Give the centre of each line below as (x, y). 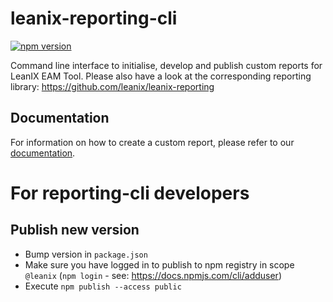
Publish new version (75, 230)
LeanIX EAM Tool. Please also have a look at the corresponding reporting (161, 76)
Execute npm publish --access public (103, 286)
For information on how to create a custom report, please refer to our (152, 142)
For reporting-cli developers (130, 193)
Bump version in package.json (86, 254)
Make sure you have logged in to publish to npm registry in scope (159, 264)
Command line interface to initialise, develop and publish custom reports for (166, 65)
